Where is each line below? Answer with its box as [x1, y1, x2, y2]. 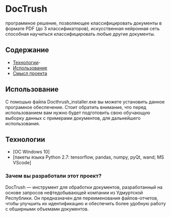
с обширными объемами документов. [5, 206, 89, 212]
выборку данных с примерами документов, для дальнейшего [5, 115, 141, 121]
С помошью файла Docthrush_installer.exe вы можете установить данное [5, 98, 165, 105]
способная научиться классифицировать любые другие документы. [5, 31, 155, 37]
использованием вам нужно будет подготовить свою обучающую [5, 110, 151, 116]
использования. [5, 120, 40, 126]
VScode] [12, 160, 32, 166]
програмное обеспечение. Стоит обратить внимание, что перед [5, 104, 147, 110]
